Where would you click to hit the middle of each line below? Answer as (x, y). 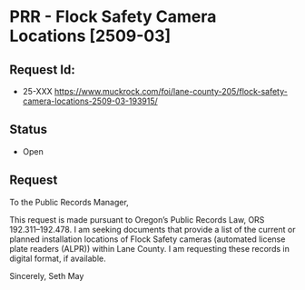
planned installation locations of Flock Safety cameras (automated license (148, 239)
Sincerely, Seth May (47, 275)
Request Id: (42, 70)
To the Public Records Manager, (69, 202)
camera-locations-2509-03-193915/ (90, 101)
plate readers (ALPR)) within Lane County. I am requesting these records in (150, 248)
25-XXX (37, 91)
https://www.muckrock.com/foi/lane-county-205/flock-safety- (171, 91)
